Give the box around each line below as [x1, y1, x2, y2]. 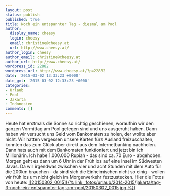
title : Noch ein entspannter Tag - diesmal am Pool [5, 21, 117, 27]
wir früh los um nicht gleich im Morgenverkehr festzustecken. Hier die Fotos [5, 174, 164, 180]
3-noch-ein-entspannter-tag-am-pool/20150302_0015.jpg [5, 185, 127, 190]
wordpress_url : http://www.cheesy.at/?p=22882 [5, 69, 106, 74]
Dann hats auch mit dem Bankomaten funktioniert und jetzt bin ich [5, 147, 144, 153]
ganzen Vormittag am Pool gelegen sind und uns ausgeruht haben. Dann [5, 126, 157, 132]
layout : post [5, 7, 33, 13]
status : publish [5, 12, 40, 17]
